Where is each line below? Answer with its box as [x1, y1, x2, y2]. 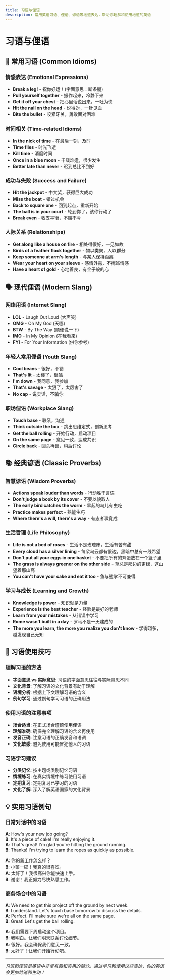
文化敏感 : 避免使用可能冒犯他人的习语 [12, 740, 91, 747]
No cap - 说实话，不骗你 [12, 391, 64, 397]
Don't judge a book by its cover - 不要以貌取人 [12, 496, 110, 502]
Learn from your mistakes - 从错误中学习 [12, 612, 99, 618]
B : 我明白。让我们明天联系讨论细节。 [5, 935, 82, 941]
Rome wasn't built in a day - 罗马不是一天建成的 [12, 618, 114, 624]
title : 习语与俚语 [5, 7, 40, 13]
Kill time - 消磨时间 [12, 150, 53, 156]
